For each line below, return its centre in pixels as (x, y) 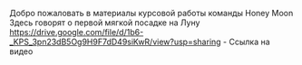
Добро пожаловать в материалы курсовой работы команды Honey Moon (151, 13)
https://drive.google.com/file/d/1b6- (77, 32)
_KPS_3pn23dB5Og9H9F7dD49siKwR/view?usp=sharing (115, 42)
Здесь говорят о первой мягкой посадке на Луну (105, 23)
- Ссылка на (246, 42)
